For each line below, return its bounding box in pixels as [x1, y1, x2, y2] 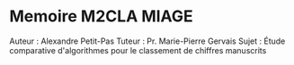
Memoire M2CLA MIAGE [9, 6, 193, 27]
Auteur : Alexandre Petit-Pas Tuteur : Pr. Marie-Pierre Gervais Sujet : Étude [9, 36, 286, 46]
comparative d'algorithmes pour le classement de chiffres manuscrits [9, 45, 267, 55]
